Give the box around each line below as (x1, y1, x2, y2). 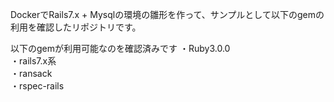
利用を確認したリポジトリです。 (10, 21, 142, 33)
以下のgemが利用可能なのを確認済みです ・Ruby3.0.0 (10, 43, 231, 54)
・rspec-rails (10, 80, 65, 92)
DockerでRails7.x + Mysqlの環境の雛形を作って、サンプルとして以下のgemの (10, 9, 325, 20)
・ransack (10, 68, 53, 79)
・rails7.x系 (10, 55, 57, 67)
